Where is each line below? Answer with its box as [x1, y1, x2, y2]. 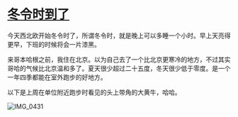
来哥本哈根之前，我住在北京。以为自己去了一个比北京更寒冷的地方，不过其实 [7, 55, 231, 64]
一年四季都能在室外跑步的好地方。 [7, 72, 107, 82]
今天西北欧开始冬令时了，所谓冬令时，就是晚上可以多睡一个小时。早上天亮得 [7, 31, 231, 40]
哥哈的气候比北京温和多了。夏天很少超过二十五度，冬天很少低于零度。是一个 [7, 64, 231, 72]
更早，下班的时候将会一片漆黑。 [7, 40, 101, 48]
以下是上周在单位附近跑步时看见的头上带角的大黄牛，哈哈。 [7, 88, 181, 96]
